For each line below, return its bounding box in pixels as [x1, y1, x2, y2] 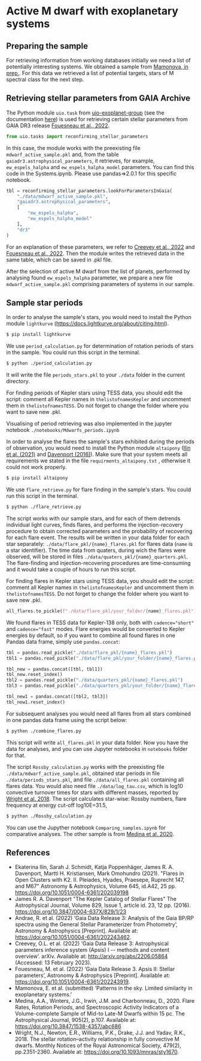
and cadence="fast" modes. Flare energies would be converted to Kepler [6, 625, 185, 632]
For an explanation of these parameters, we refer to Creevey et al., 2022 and [6, 243, 195, 250]
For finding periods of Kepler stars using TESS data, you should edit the [6, 389, 183, 396]
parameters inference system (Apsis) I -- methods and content [14, 946, 170, 954]
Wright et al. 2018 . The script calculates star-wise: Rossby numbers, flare [6, 795, 187, 802]
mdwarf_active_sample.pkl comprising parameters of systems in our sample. [6, 280, 194, 287]
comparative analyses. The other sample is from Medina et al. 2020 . [6, 830, 175, 837]
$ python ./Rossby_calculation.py [6, 813, 93, 819]
